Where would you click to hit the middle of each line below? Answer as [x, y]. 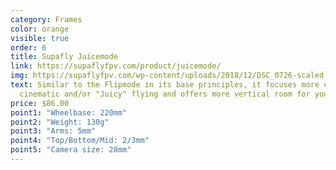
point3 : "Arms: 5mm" [53, 131]
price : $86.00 [40, 103]
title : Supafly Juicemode [64, 57]
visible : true [40, 38]
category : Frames [46, 19]
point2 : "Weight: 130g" [60, 122]
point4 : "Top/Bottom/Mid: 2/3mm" [80, 141]
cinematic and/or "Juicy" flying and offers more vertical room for [165, 94]
